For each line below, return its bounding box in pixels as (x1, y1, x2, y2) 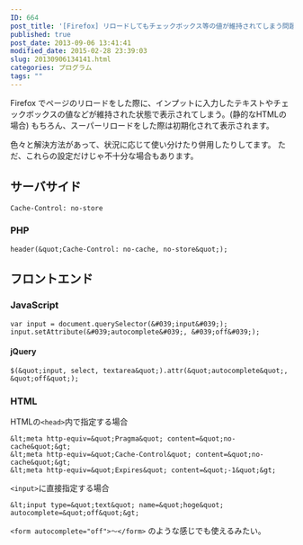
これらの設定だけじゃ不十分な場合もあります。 (25, 150, 199, 161)
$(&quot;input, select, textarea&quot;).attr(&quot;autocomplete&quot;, (10, 366, 289, 375)
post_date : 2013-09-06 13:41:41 (10, 38, 131, 48)
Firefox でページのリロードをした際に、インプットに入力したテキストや (10, 97, 273, 108)
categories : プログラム (10, 64, 93, 73)
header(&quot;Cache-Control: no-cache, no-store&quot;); (10, 245, 228, 254)
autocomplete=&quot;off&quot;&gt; (10, 509, 140, 518)
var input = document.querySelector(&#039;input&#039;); (10, 319, 228, 328)
